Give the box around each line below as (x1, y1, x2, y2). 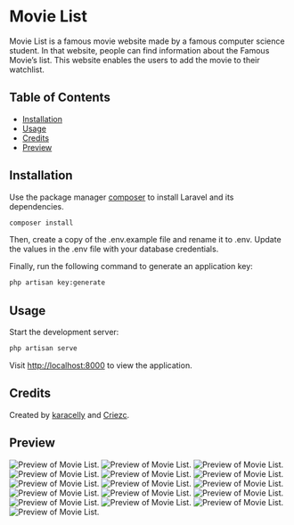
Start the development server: (9, 327, 119, 338)
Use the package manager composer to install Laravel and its (9, 192, 234, 202)
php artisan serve (9, 344, 78, 353)
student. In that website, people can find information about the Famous (9, 45, 270, 55)
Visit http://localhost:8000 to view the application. (9, 360, 193, 371)
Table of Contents (9, 90, 111, 105)
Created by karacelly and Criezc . (9, 409, 130, 420)
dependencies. (9, 201, 64, 211)
